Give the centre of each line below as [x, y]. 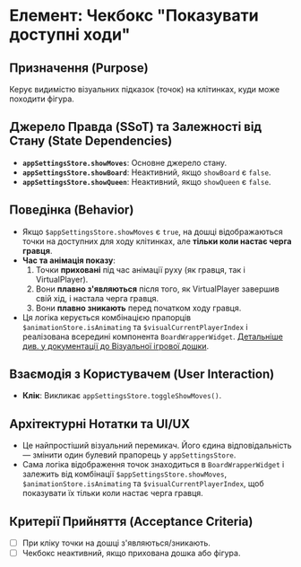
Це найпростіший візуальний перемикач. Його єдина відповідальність [157, 446]
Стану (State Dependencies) [91, 141]
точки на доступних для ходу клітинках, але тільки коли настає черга [157, 241]
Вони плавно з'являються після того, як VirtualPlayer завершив [157, 289]
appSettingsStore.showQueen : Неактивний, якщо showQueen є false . [146, 181]
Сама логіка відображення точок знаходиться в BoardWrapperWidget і [153, 465]
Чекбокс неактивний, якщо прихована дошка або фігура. [131, 554]
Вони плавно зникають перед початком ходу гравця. [138, 308]
